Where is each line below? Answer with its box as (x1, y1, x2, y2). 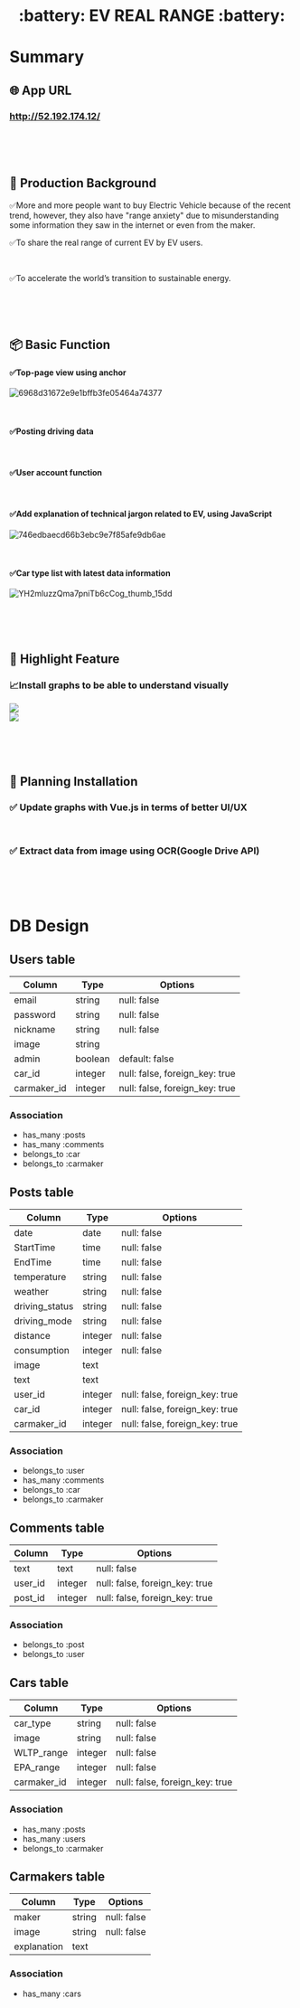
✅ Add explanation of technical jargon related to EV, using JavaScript (9, 508, 273, 520)
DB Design (9, 916, 89, 937)
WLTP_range (14, 1747, 69, 1759)
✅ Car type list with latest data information (9, 567, 171, 579)
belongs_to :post (22, 1639, 85, 1650)
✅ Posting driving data (9, 426, 94, 437)
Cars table (9, 1674, 70, 1691)
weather (14, 1286, 50, 1298)
